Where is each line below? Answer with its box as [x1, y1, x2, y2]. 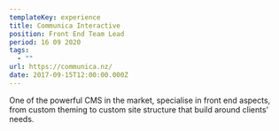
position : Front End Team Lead [9, 29, 125, 38]
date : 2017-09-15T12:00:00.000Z [9, 71, 128, 80]
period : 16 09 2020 [9, 37, 81, 47]
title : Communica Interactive [9, 21, 121, 30]
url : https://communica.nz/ [9, 63, 113, 72]
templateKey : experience [9, 12, 101, 22]
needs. [9, 113, 35, 124]
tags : [9, 46, 29, 55]
